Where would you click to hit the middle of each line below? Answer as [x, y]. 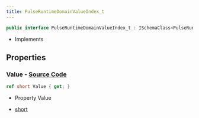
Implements [29, 39]
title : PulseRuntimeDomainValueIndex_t [55, 12]
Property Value [33, 98]
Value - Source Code [36, 74]
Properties [26, 58]
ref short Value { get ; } [38, 87]
